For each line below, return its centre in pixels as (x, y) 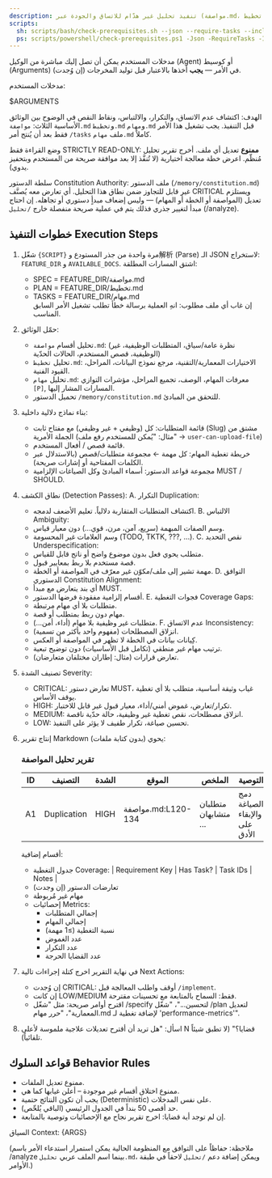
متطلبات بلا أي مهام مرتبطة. (75, 606)
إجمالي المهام (65, 922)
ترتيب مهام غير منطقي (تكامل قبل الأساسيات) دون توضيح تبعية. (128, 649)
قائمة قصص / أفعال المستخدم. (79, 445)
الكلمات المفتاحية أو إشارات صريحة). (88, 463)
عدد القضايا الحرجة (73, 956)
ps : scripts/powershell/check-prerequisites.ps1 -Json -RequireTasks (136, 38)
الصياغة (251, 804)
